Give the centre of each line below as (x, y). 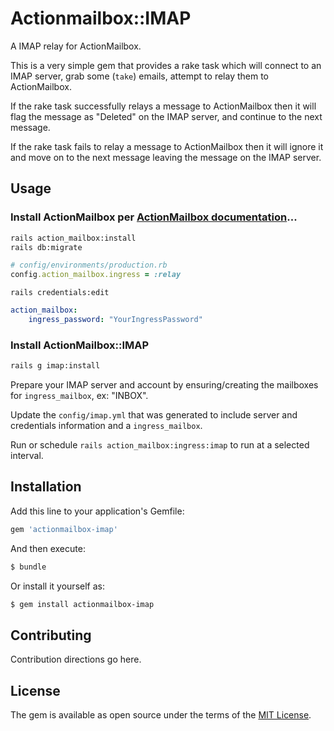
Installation (46, 487)
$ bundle (28, 567)
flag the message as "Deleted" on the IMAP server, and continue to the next (166, 116)
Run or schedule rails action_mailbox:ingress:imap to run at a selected (160, 445)
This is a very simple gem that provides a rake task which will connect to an (166, 65)
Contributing (51, 635)
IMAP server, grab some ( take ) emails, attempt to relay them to (139, 76)
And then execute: (48, 548)
